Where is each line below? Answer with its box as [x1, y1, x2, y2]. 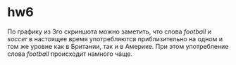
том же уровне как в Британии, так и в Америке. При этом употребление [7, 42, 229, 50]
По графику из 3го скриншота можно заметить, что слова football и [7, 27, 212, 36]
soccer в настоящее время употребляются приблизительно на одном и [7, 34, 223, 43]
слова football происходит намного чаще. [7, 50, 132, 58]
